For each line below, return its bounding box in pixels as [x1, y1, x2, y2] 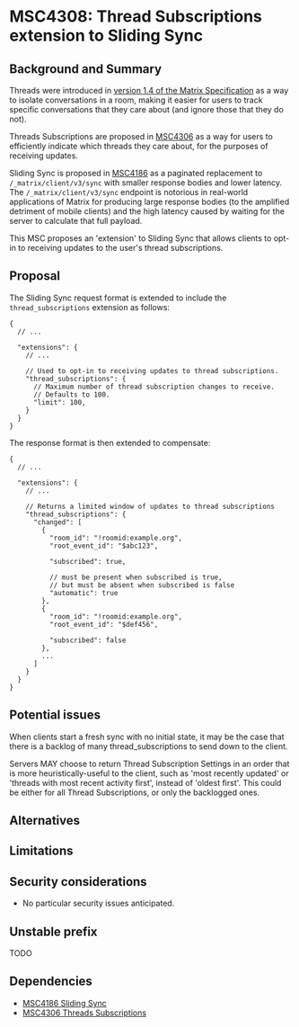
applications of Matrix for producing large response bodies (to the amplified [9, 196, 290, 207]
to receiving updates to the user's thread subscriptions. [17, 243, 224, 253]
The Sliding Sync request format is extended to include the [9, 292, 227, 303]
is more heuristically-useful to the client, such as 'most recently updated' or [9, 767, 289, 779]
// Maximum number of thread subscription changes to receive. [32, 382, 276, 391]
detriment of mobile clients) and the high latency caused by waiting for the [9, 206, 286, 217]
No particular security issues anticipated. [22, 898, 175, 909]
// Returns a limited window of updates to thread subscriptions [25, 502, 276, 511]
